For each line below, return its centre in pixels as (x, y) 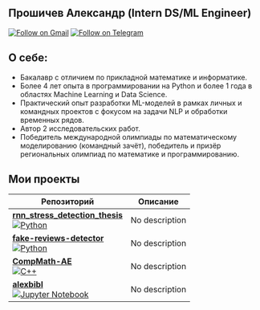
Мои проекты (44, 179)
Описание (158, 202)
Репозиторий (68, 202)
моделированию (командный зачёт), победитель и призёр (120, 145)
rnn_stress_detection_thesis (67, 215)
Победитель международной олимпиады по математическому (128, 137)
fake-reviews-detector (58, 239)
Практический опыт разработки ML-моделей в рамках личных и (131, 103)
